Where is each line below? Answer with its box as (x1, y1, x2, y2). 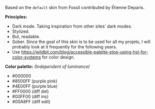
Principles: (5, 14, 28, 19)
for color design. (42, 54, 75, 60)
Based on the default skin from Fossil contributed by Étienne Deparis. (5, 5, 145, 10)
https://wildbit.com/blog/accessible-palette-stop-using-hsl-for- (21, 49, 149, 55)
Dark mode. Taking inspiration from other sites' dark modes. (12, 23, 132, 29)
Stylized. (12, 29, 30, 34)
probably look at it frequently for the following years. (12, 44, 117, 49)
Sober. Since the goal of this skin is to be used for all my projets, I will (12, 39, 151, 45)
